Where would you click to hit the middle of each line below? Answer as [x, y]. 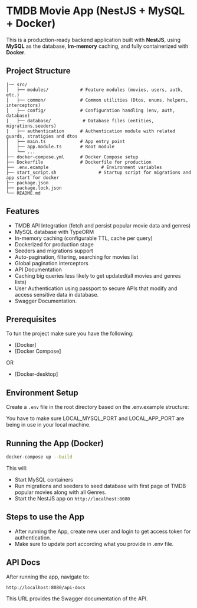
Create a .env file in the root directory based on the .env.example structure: [98, 407]
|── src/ [17, 84]
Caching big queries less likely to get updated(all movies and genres [98, 275]
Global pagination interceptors [51, 263]
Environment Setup [42, 393]
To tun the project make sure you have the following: [70, 334]
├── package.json [27, 183]
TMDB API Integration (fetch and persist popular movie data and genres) [103, 225]
